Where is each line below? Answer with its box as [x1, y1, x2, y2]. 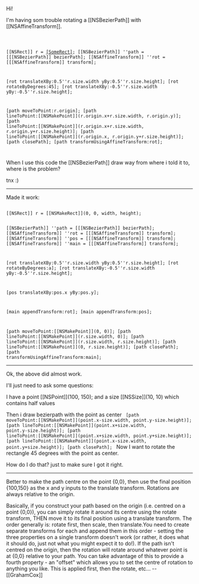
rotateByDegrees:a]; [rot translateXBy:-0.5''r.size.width [6, 265, 155, 271]
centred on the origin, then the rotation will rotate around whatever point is [6, 546, 188, 553]
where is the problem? [6, 165, 61, 172]
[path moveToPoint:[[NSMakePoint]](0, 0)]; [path [6, 329, 131, 335]
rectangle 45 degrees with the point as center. [6, 450, 119, 457]
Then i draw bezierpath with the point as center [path [6, 411, 139, 418]
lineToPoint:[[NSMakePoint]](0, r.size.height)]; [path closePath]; [6, 344, 179, 350]
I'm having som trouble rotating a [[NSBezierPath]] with [6, 17, 142, 23]
